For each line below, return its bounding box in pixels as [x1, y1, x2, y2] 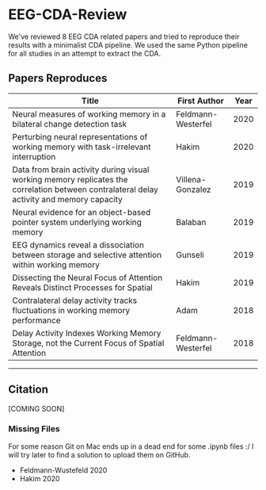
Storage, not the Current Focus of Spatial [12, 337, 165, 348]
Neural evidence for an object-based [12, 206, 151, 217]
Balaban [176, 216, 207, 228]
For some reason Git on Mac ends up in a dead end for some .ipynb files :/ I [8, 442, 254, 451]
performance [12, 315, 61, 326]
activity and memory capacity [12, 193, 123, 205]
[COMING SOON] [8, 404, 65, 413]
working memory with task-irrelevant [12, 141, 151, 152]
